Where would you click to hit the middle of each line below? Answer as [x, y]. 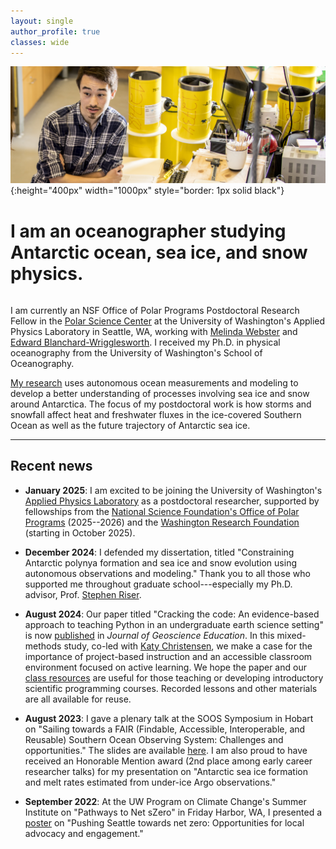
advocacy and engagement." [84, 833]
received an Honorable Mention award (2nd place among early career [168, 761]
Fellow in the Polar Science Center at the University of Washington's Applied [168, 321]
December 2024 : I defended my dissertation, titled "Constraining [159, 552]
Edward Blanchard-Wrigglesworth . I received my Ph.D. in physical [145, 342]
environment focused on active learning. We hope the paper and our [165, 667]
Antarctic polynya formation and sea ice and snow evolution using [160, 562]
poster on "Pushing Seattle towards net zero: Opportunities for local [164, 822]
